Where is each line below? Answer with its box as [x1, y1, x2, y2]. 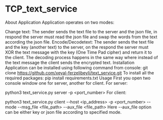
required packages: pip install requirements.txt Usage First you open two [5, 75, 151, 81]
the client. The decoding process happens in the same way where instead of [5, 54, 158, 60]
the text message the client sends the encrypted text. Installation [5, 60, 135, 65]
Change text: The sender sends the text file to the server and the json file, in [5, 29, 158, 34]
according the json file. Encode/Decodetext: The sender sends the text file [5, 39, 154, 45]
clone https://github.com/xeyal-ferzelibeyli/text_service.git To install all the [5, 70, 154, 75]
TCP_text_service [5, 3, 78, 15]
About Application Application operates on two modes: [5, 19, 114, 25]
